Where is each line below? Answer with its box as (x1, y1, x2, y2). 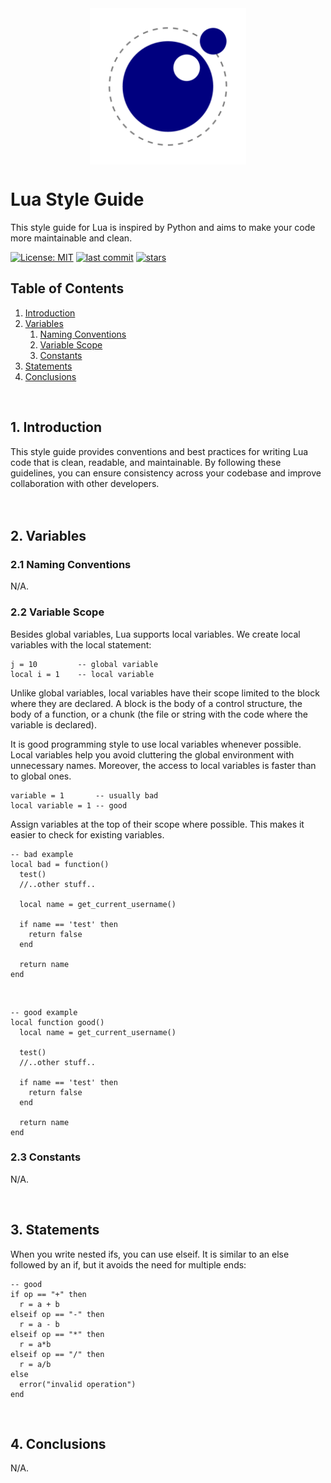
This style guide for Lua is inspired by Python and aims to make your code (10, 221, 316, 233)
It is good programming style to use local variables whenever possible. (10, 738, 302, 750)
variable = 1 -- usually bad (10, 790, 159, 801)
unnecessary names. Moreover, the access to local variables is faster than (10, 759, 317, 771)
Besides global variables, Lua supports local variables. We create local (10, 628, 301, 640)
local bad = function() (10, 859, 110, 869)
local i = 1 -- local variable (10, 669, 155, 679)
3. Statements (10, 1222, 100, 1239)
